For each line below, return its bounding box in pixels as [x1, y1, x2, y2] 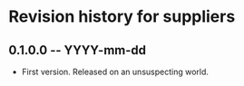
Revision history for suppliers [8, 6, 236, 27]
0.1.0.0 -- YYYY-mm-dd [8, 43, 147, 58]
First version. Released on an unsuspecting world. [21, 66, 210, 77]
